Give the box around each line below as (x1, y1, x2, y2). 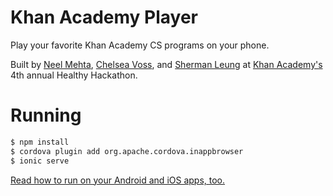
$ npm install (10, 137, 70, 147)
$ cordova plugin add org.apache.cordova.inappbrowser (10, 146, 244, 156)
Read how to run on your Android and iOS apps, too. (10, 174, 226, 186)
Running (10, 104, 82, 127)
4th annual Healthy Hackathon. (10, 69, 138, 81)
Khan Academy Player (10, 6, 198, 29)
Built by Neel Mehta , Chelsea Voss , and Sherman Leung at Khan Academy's (10, 58, 323, 70)
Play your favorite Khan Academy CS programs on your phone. (10, 39, 270, 51)
